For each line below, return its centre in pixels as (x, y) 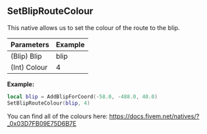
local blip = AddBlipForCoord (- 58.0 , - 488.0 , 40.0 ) (82, 96)
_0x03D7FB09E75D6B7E (42, 123)
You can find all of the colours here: (58, 116)
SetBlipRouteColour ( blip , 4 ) (49, 103)
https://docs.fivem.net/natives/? (155, 116)
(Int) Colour (29, 67)
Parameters (30, 44)
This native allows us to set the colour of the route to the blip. (94, 27)
